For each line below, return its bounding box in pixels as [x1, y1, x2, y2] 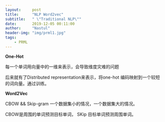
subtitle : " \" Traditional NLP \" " [5, 16, 81, 21]
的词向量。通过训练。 [5, 80, 49, 86]
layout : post [5, 7, 41, 12]
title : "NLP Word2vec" [5, 12, 64, 17]
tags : [5, 35, 16, 40]
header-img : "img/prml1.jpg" [5, 30, 66, 35]
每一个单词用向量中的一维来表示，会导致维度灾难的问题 [5, 63, 119, 70]
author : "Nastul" [5, 26, 50, 31]
